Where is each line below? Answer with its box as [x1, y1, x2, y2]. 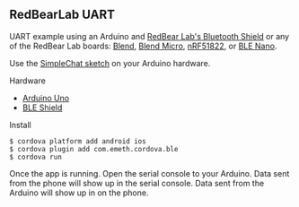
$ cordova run [9, 152, 63, 161]
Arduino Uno [22, 92, 70, 103]
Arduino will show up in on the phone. [9, 187, 149, 198]
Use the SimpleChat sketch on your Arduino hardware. [9, 57, 211, 68]
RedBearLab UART [9, 7, 115, 22]
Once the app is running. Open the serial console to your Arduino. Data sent [9, 168, 290, 178]
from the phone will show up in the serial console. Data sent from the [9, 177, 265, 188]
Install [9, 119, 31, 130]
